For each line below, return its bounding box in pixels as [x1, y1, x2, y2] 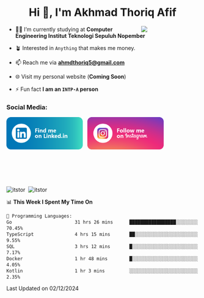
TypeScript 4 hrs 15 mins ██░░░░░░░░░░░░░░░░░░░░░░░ [6, 232, 199, 238]
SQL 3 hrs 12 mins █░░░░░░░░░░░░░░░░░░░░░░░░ [6, 244, 199, 250]
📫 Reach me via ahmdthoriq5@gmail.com [15, 59, 125, 66]
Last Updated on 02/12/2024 [6, 285, 79, 292]
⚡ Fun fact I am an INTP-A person [15, 85, 99, 93]
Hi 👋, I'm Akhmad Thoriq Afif [28, 5, 177, 20]
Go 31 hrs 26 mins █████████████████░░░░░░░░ [6, 219, 199, 225]
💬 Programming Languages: [6, 213, 72, 219]
